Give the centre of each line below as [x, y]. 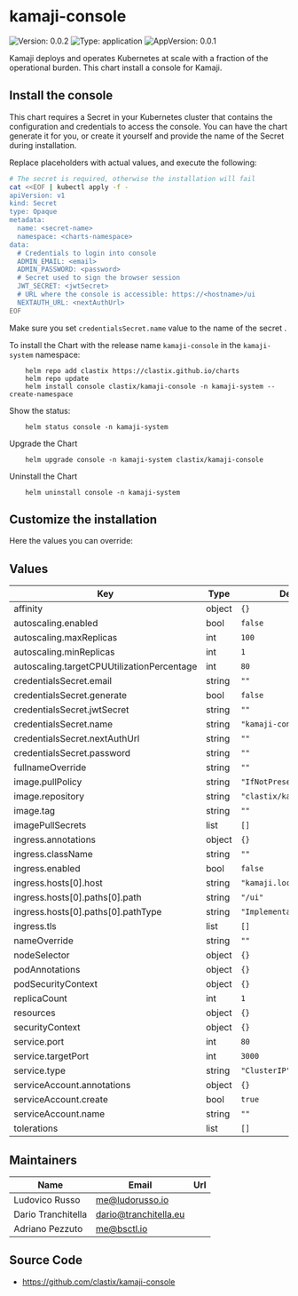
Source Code [46, 1260]
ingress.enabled [47, 869]
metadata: [27, 220]
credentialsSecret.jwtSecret [71, 710]
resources [35, 1013]
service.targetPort [51, 1056]
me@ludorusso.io [132, 1200]
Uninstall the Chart [43, 476]
